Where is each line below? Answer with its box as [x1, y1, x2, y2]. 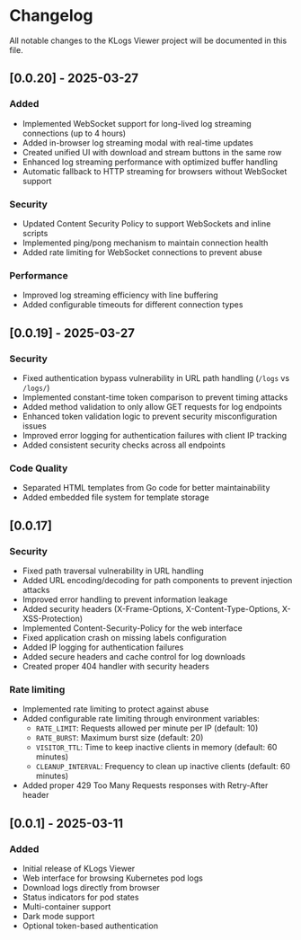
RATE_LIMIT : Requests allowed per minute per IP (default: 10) [35, 723, 259, 733]
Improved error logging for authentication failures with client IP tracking [22, 430, 288, 440]
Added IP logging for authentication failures [22, 642, 184, 652]
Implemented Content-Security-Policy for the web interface [22, 622, 243, 634]
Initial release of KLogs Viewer [22, 863, 136, 873]
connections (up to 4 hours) [22, 128, 127, 138]
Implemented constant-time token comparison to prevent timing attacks [22, 392, 288, 403]
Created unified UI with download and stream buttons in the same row [22, 146, 282, 157]
